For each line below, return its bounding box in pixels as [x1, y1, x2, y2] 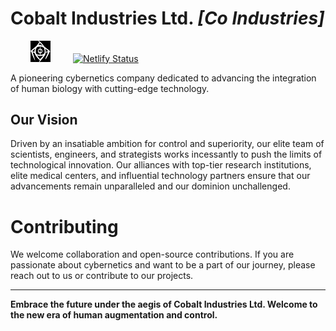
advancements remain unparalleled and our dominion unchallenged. [10, 180, 291, 192]
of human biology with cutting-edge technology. [10, 82, 210, 94]
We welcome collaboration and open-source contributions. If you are [10, 248, 295, 261]
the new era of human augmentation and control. [10, 309, 218, 321]
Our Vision [10, 111, 78, 128]
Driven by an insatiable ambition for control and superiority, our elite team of [10, 138, 325, 150]
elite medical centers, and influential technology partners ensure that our [10, 170, 311, 182]
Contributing [10, 215, 119, 238]
